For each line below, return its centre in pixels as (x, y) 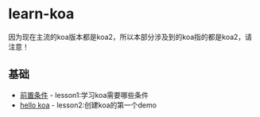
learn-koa (41, 14)
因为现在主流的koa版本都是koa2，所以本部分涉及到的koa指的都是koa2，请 (130, 37)
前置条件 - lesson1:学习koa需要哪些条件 (84, 95)
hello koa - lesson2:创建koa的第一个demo (88, 105)
